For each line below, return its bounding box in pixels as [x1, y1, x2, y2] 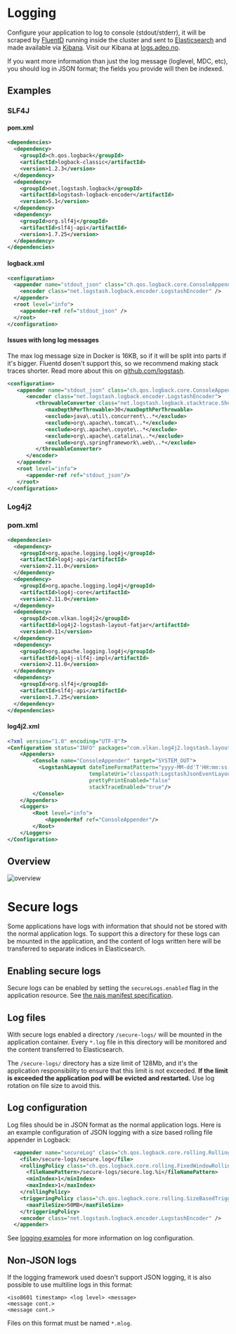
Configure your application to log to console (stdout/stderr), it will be [7, 28, 206, 37]
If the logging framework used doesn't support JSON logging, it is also [7, 1273, 212, 1282]
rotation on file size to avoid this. [7, 1082, 102, 1090]
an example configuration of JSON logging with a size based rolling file [7, 1128, 213, 1136]
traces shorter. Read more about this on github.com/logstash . [7, 366, 185, 375]
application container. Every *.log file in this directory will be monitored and [7, 1038, 227, 1046]
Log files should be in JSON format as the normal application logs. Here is [7, 1120, 221, 1129]
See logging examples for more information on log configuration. [7, 1234, 195, 1242]
